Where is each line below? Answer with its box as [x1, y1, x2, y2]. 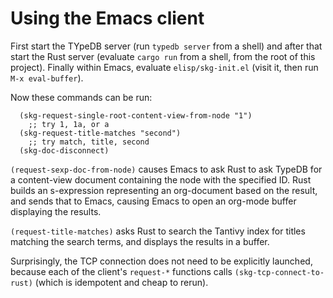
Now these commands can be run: [10, 91, 153, 103]
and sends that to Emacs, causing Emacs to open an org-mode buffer [10, 195, 297, 207]
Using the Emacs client [10, 7, 205, 30]
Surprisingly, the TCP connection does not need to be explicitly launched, [10, 255, 313, 267]
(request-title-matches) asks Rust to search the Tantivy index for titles [10, 225, 306, 237]
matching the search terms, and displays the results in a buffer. [10, 235, 270, 247]
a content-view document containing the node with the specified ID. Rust [10, 173, 312, 186]
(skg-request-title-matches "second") [19, 128, 182, 138]
